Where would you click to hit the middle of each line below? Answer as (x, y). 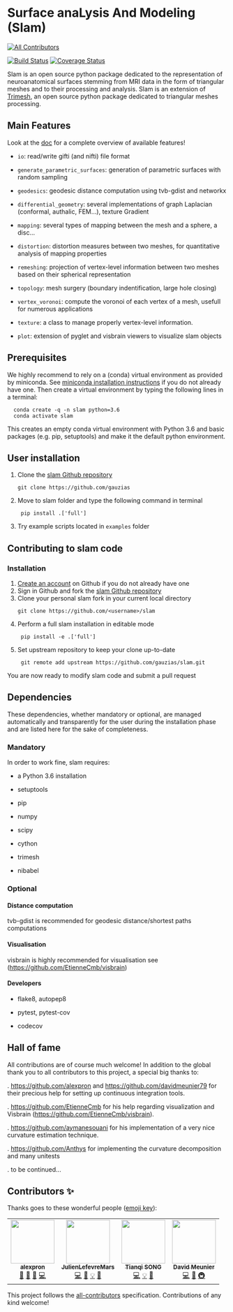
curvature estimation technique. (53, 1135)
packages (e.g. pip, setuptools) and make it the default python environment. (116, 436)
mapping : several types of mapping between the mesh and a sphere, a (117, 225)
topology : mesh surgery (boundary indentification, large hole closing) (117, 288)
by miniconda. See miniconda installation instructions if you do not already (114, 382)
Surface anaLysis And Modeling (102, 13)
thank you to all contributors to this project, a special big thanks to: (103, 1072)
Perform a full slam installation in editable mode (86, 624)
